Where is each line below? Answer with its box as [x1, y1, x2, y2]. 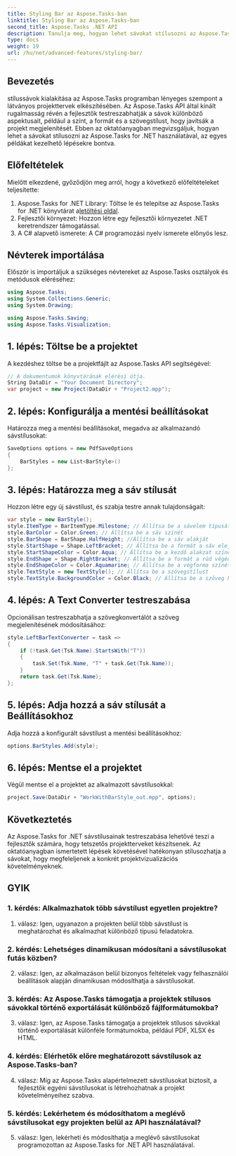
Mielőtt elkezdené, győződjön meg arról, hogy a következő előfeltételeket [7, 178, 219, 186]
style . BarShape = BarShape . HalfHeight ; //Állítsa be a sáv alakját [7, 535, 209, 543]
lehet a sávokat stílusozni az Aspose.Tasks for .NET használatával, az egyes [7, 131, 228, 140]
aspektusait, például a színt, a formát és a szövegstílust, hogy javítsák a [7, 117, 214, 125]
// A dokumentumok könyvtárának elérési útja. [7, 373, 146, 380]
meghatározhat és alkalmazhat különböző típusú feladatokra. [17, 926, 195, 935]
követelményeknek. [7, 862, 64, 870]
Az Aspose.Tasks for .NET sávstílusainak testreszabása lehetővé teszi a [7, 832, 215, 840]
